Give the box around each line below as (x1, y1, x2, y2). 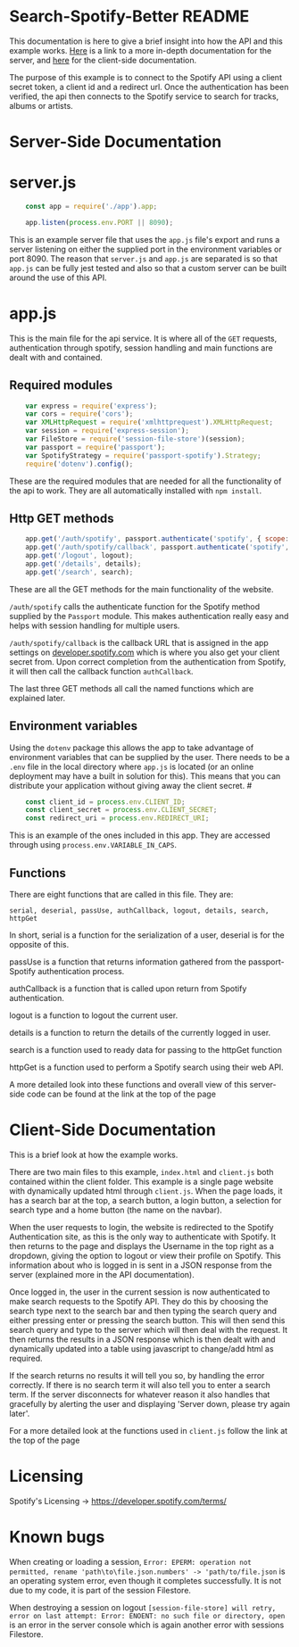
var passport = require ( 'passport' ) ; (25, 443, 166, 451)
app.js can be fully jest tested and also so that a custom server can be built (9, 262, 287, 273)
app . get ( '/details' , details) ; (25, 559, 142, 568)
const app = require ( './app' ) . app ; (25, 203, 158, 211)
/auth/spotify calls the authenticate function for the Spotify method (9, 600, 261, 612)
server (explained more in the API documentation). (9, 1269, 195, 1279)
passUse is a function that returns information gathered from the (9, 956, 247, 967)
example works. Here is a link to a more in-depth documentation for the (9, 45, 272, 55)
